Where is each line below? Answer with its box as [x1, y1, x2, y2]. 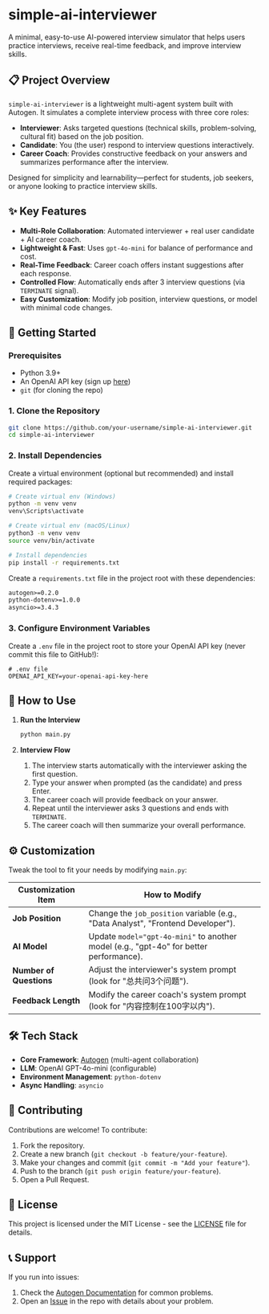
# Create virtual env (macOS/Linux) [8, 522, 130, 530]
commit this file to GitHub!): [8, 649, 99, 659]
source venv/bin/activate [8, 537, 94, 545]
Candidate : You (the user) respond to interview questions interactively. [19, 140, 255, 149]
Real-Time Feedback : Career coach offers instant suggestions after [19, 259, 244, 270]
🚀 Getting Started [8, 325, 97, 339]
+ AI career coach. [19, 235, 82, 244]
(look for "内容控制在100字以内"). [88, 1001, 215, 1012]
